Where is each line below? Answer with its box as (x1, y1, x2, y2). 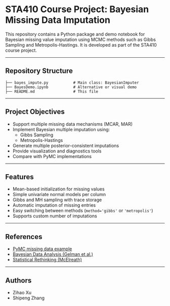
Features (5, 172, 34, 181)
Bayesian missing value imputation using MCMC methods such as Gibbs (5, 36, 156, 43)
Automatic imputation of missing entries (12, 202, 96, 208)
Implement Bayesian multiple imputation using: (12, 126, 110, 132)
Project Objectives (5, 107, 65, 116)
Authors (5, 276, 32, 285)
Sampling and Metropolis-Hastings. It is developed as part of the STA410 (5, 42, 157, 48)
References (5, 232, 42, 241)
